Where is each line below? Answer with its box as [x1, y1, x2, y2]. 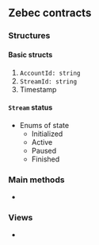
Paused [31, 146, 57, 155]
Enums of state [19, 120, 70, 130]
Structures [8, 30, 51, 41]
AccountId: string [19, 69, 81, 77]
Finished [31, 154, 60, 164]
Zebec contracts [8, 6, 92, 20]
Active [31, 137, 53, 146]
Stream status [8, 103, 53, 112]
